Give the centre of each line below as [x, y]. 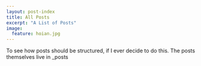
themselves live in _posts [37, 57]
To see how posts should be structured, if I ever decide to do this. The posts [101, 51]
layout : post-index [31, 12]
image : [14, 28]
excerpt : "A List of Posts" [42, 23]
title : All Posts [28, 17]
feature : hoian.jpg [36, 34]
